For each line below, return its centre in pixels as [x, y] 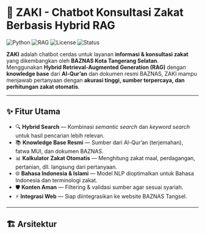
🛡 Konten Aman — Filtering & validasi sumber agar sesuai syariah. [99, 187]
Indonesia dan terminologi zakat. [56, 180]
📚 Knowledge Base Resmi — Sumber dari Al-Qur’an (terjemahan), [99, 142]
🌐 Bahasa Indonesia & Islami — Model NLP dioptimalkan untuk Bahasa [104, 173]
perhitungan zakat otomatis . [43, 86]
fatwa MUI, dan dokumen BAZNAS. [59, 151]
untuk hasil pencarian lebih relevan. [60, 135]
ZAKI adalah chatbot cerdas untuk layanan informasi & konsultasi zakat [97, 54]
